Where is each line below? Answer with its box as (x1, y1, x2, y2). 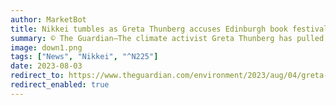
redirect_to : (10, 71, 65, 81)
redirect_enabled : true (10, 80, 110, 90)
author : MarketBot (10, 14, 87, 25)
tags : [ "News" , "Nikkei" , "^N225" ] (10, 52, 159, 62)
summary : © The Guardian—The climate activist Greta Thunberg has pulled (10, 33, 325, 43)
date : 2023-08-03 (10, 61, 83, 71)
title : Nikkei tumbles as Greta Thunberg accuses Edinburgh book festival (10, 24, 329, 34)
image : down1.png (10, 42, 83, 53)
